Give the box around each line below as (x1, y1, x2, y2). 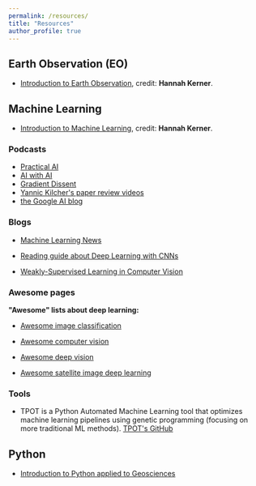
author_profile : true (8, 27, 82, 35)
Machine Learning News (19, 235, 102, 245)
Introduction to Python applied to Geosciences (19, 469, 176, 478)
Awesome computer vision (19, 336, 109, 346)
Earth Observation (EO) (8, 57, 128, 70)
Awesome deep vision (19, 352, 95, 361)
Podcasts (8, 143, 47, 155)
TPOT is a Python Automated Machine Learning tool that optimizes (19, 407, 243, 416)
